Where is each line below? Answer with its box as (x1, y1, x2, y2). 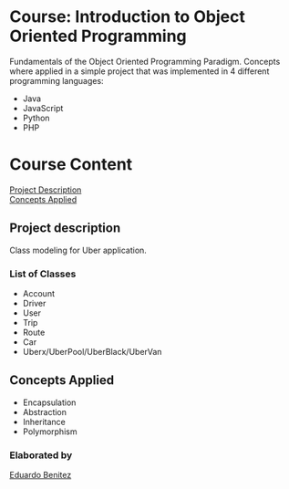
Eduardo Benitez (9, 470, 72, 481)
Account (22, 287, 55, 298)
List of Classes (9, 267, 77, 280)
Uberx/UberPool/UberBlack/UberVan (22, 346, 162, 357)
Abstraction (22, 406, 67, 417)
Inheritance (22, 416, 67, 427)
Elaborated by (9, 449, 73, 462)
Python (22, 112, 50, 123)
